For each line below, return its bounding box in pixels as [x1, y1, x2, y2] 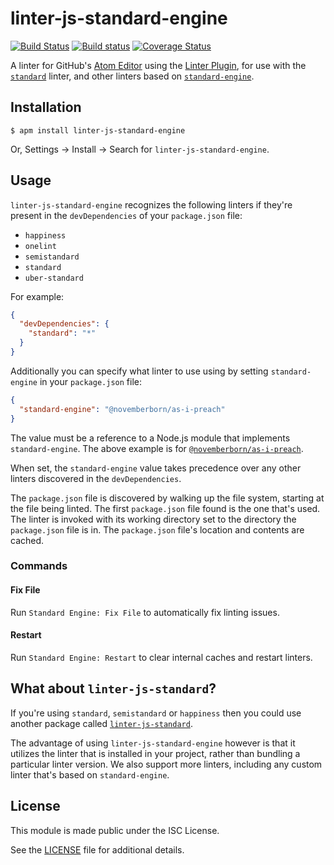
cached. [10, 534, 45, 546]
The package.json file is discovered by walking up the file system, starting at [10, 492, 325, 504]
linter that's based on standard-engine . [10, 768, 170, 781]
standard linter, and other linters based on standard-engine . [10, 70, 255, 82]
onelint [24, 241, 57, 251]
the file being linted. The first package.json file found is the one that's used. [10, 502, 321, 514]
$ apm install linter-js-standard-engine [10, 125, 186, 136]
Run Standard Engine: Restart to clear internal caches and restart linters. [10, 651, 313, 663]
